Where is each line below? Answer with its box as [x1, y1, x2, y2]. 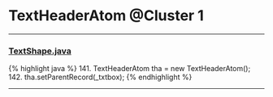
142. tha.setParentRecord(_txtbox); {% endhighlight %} [8, 72, 193, 82]
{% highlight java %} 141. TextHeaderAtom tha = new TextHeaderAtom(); [8, 64, 251, 74]
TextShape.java [8, 45, 71, 57]
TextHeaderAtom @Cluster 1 [8, 6, 205, 25]
